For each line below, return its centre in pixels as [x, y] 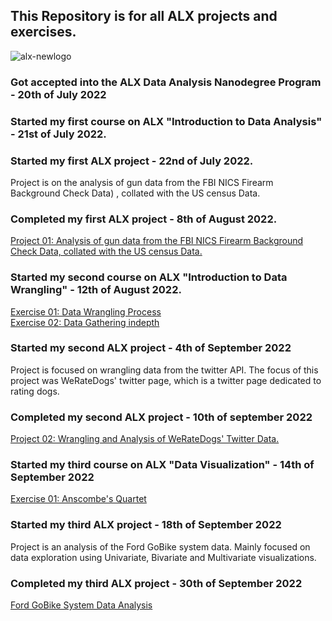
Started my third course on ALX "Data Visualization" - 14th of [162, 465]
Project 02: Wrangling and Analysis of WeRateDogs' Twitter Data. [145, 439]
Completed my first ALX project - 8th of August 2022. [144, 219]
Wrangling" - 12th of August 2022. [96, 290]
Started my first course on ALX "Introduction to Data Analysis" [166, 121]
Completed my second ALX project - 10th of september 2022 [161, 417]
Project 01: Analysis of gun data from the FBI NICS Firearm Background [157, 241]
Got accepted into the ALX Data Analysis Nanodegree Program [166, 82]
